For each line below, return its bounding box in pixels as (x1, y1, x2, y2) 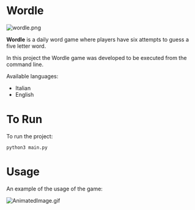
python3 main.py (6, 144, 48, 151)
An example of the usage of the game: (6, 185, 103, 192)
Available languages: (6, 72, 59, 80)
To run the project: (6, 132, 53, 140)
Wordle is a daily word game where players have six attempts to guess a (6, 36, 189, 43)
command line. (6, 61, 44, 68)
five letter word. (6, 42, 46, 50)
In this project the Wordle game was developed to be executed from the (6, 54, 187, 61)
